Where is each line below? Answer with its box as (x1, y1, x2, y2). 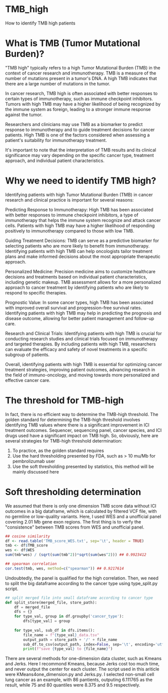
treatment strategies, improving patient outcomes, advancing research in (5, 366, 155, 372)
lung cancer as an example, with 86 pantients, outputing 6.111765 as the (5, 676, 152, 683)
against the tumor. (5, 111, 42, 117)
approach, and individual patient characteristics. (5, 157, 105, 163)
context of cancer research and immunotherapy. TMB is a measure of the (5, 70, 156, 76)
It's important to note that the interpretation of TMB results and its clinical (5, 146, 156, 153)
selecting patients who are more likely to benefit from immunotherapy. (5, 242, 150, 248)
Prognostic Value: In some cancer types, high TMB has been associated (5, 299, 153, 305)
